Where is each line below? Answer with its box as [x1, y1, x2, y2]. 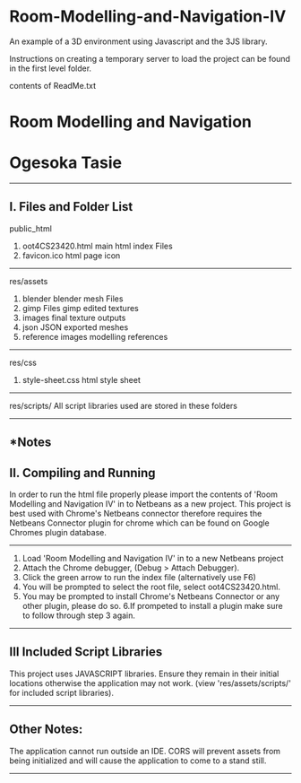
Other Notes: [9, 722, 83, 737]
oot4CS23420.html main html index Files [21, 240, 173, 251]
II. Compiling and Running [9, 465, 156, 481]
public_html [9, 222, 52, 234]
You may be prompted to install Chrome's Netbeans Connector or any [21, 591, 280, 602]
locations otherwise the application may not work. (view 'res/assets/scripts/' [9, 677, 291, 688]
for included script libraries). [9, 687, 115, 698]
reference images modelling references [21, 331, 168, 342]
